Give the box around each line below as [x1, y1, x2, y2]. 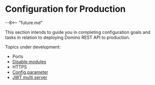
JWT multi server [12, 74, 48, 80]
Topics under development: [5, 44, 61, 50]
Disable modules [12, 58, 47, 64]
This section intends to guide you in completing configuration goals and [5, 29, 151, 35]
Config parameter [12, 69, 48, 75]
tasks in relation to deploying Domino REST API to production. [5, 34, 130, 40]
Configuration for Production [5, 3, 126, 15]
